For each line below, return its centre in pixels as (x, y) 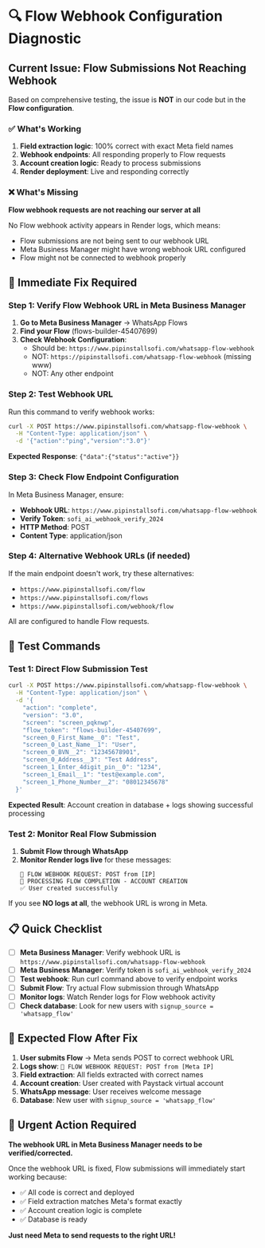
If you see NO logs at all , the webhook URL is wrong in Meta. (108, 902)
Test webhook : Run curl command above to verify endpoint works (129, 978)
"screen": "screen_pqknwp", (69, 723)
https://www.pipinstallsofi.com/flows (84, 598)
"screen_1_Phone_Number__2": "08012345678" (96, 782)
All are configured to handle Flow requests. (79, 621)
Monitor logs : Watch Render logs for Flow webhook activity (118, 997)
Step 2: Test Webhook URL (61, 394)
